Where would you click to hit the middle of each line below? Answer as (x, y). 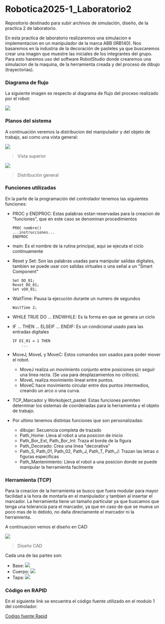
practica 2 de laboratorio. (31, 28)
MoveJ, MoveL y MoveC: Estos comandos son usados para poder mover (86, 354)
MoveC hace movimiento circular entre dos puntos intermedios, (84, 385)
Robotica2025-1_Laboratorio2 (68, 9)
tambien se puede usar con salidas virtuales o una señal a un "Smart (82, 266)
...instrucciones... (33, 232)
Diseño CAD (30, 546)
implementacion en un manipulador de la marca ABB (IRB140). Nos (73, 43)
